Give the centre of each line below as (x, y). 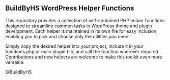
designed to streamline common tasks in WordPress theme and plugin (79, 26)
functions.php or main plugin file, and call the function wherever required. (82, 51)
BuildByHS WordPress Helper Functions (70, 8)
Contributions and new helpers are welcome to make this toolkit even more (84, 57)
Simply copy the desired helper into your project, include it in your (74, 46)
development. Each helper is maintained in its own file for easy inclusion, (81, 31)
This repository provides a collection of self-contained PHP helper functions (85, 20)
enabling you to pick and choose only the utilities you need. (67, 36)
